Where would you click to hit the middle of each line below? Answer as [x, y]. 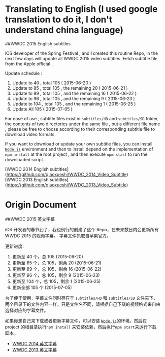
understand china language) [64, 30]
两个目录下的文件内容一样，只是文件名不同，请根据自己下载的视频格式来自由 [83, 304]
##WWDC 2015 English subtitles [38, 43]
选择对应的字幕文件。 [27, 310]
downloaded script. [25, 159]
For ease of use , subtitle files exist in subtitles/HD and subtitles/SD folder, [82, 118]
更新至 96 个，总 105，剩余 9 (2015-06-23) [56, 275]
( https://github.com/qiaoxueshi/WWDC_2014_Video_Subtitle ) [67, 174]
